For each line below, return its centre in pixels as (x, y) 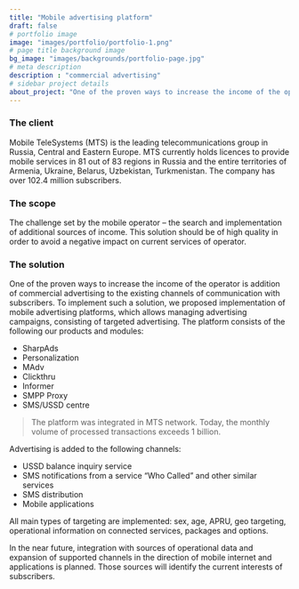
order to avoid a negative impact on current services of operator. (128, 242)
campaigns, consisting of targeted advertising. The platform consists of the (147, 322)
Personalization (51, 358)
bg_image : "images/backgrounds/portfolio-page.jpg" (107, 59)
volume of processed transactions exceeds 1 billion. (126, 432)
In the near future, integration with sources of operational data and (131, 548)
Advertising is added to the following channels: (95, 449)
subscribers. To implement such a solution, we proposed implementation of (148, 303)
